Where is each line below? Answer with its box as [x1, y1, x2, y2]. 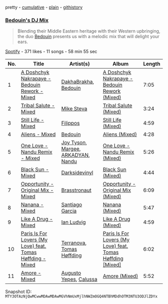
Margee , [61, 145, 81, 153]
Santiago [61, 201, 82, 208]
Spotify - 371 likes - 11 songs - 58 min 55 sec [5, 49, 97, 55]
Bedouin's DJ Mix [5, 17, 49, 24]
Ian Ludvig [61, 219, 86, 226]
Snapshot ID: [5, 288, 32, 295]
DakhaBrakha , [61, 78, 94, 85]
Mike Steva [61, 105, 87, 112]
